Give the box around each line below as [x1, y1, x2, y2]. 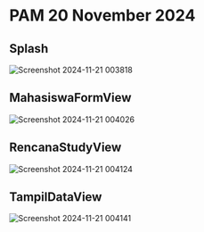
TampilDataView [9, 189, 102, 205]
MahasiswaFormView [9, 90, 132, 105]
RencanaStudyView [9, 140, 122, 155]
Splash [9, 41, 49, 56]
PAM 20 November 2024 [9, 5, 196, 26]
